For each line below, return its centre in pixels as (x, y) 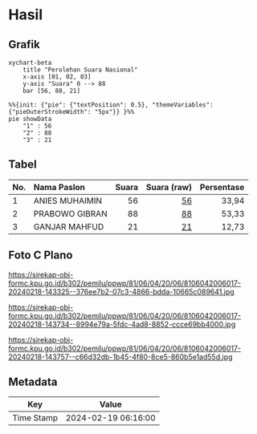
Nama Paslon (59, 187)
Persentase (222, 187)
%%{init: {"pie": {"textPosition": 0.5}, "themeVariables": (111, 105)
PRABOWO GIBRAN (70, 213)
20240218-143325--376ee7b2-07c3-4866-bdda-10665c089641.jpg (121, 291)
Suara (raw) (169, 187)
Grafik (24, 45)
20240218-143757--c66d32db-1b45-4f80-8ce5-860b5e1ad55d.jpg (120, 357)
